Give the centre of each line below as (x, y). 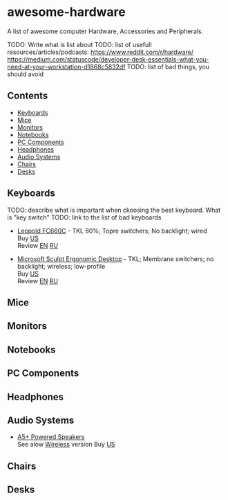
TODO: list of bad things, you (168, 66)
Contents (28, 96)
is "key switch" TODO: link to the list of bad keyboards (84, 217)
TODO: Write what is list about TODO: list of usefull (79, 44)
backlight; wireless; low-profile (61, 266)
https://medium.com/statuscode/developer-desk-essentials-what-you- (108, 59)
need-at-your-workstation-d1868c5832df (66, 66)
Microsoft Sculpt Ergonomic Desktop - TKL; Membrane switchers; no (115, 259)
